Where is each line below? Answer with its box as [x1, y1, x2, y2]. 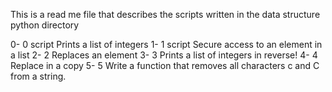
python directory [10, 19, 80, 31]
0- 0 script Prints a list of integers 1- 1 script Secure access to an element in [10, 39, 323, 50]
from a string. [10, 70, 67, 82]
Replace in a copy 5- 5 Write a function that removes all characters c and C [10, 60, 320, 71]
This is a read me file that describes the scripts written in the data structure [10, 9, 321, 20]
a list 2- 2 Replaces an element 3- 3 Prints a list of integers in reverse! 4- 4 [10, 49, 318, 61]
